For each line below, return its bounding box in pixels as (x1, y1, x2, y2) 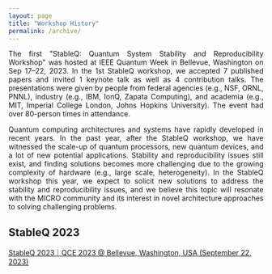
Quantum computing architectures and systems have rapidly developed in (8, 124, 264, 134)
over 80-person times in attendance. (8, 109, 131, 119)
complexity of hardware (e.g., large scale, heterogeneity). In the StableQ (8, 167, 264, 178)
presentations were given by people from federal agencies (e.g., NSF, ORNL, (8, 83, 264, 93)
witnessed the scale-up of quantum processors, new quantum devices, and (8, 142, 264, 152)
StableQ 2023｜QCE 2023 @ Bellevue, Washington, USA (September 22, (8, 248, 253, 258)
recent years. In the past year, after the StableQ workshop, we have (8, 133, 264, 143)
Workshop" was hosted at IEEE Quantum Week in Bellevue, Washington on (8, 57, 264, 67)
